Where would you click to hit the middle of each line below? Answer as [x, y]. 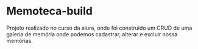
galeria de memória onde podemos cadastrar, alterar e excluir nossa [92, 34]
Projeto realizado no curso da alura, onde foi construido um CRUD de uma [99, 28]
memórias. [20, 41]
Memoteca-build [50, 11]
